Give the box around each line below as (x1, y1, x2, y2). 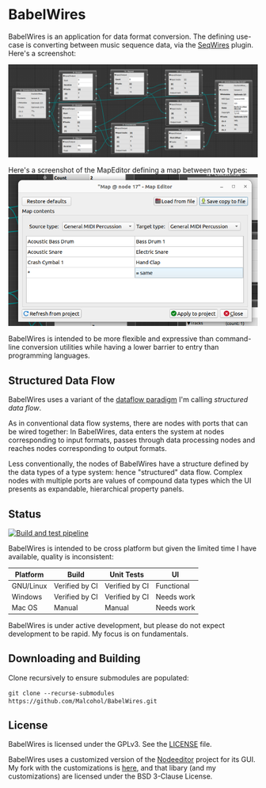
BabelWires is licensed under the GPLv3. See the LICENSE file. (8, 740, 212, 749)
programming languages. (8, 350, 90, 361)
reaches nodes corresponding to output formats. (8, 444, 168, 453)
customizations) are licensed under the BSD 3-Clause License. (8, 771, 213, 781)
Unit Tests (109, 570, 144, 579)
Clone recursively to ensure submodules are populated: (8, 672, 189, 682)
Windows (11, 592, 43, 602)
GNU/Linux (11, 581, 47, 590)
